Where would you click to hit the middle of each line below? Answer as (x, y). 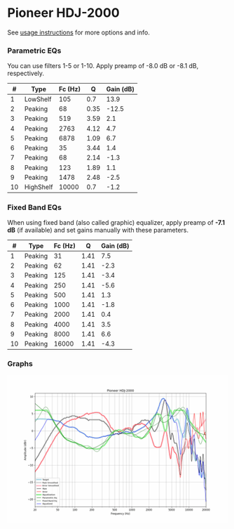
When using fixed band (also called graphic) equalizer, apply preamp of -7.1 (116, 223)
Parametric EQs (34, 51)
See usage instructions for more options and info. (79, 32)
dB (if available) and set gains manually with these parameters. (98, 230)
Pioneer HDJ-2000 (64, 13)
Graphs (20, 364)
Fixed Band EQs (34, 207)
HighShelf (39, 187)
